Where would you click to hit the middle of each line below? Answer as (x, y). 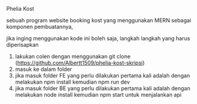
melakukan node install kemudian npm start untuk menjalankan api (98, 95)
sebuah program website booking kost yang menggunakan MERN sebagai (99, 20)
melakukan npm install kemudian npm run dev (72, 82)
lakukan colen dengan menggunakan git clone (73, 56)
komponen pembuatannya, (40, 27)
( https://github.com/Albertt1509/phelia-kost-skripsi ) (80, 63)
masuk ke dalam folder (44, 69)
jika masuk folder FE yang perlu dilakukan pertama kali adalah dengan (102, 75)
